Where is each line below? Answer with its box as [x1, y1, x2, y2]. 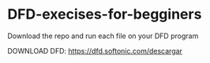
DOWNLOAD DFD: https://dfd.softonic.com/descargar [7, 46, 183, 55]
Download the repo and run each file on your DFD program [7, 31, 199, 40]
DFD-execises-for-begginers [7, 5, 202, 23]
